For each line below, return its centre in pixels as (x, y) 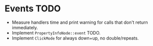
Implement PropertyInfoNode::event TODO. (56, 33)
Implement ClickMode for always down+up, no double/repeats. (75, 38)
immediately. (25, 27)
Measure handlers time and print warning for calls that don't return (80, 22)
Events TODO (33, 9)
